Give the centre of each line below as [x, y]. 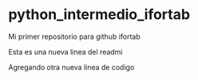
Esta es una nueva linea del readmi [65, 51]
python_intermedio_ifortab [99, 15]
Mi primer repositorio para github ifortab [75, 36]
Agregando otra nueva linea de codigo [71, 67]
